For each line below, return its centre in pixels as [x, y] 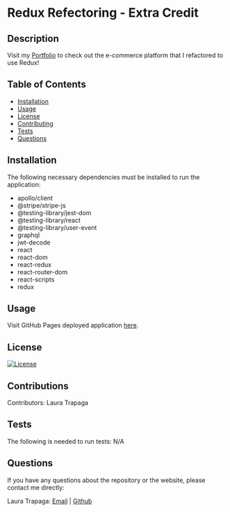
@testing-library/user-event [57, 227]
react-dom [32, 257]
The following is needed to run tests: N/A [66, 441]
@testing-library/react [49, 220]
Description [33, 39]
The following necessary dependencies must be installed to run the [104, 177]
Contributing [35, 123]
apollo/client [35, 198]
